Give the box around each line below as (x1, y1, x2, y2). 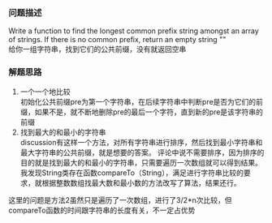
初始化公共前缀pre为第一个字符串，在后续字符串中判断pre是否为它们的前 (19, 96, 264, 106)
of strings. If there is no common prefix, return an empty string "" (8, 35, 227, 45)
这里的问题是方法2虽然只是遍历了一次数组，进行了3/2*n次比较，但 (8, 195, 233, 204)
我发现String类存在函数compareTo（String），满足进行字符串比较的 (19, 168, 244, 178)
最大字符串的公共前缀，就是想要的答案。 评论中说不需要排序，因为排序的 (19, 148, 265, 157)
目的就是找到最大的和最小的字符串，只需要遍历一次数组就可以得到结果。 (19, 157, 262, 167)
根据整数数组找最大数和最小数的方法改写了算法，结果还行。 (41, 178, 241, 187)
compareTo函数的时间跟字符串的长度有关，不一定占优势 (8, 205, 196, 215)
